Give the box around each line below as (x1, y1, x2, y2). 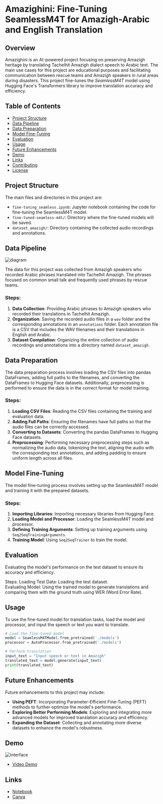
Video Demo (12, 761, 38, 767)
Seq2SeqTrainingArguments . (12, 532, 67, 537)
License (12, 167, 28, 173)
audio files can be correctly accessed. (12, 424, 90, 430)
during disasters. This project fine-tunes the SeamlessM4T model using (5, 77, 150, 83)
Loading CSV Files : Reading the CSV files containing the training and (12, 408, 152, 414)
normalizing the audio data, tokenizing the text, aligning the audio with (12, 444, 154, 450)
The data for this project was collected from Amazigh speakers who (5, 267, 142, 272)
